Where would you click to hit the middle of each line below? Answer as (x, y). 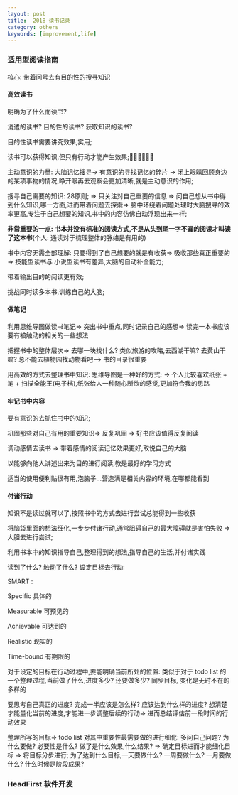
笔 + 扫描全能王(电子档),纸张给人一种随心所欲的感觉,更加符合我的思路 (109, 383)
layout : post (27, 14)
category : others (33, 27)
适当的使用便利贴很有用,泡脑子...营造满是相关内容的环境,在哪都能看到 (108, 478)
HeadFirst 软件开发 (40, 784)
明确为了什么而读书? (37, 112)
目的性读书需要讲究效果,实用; (50, 141)
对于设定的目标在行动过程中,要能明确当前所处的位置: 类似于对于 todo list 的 (117, 671)
